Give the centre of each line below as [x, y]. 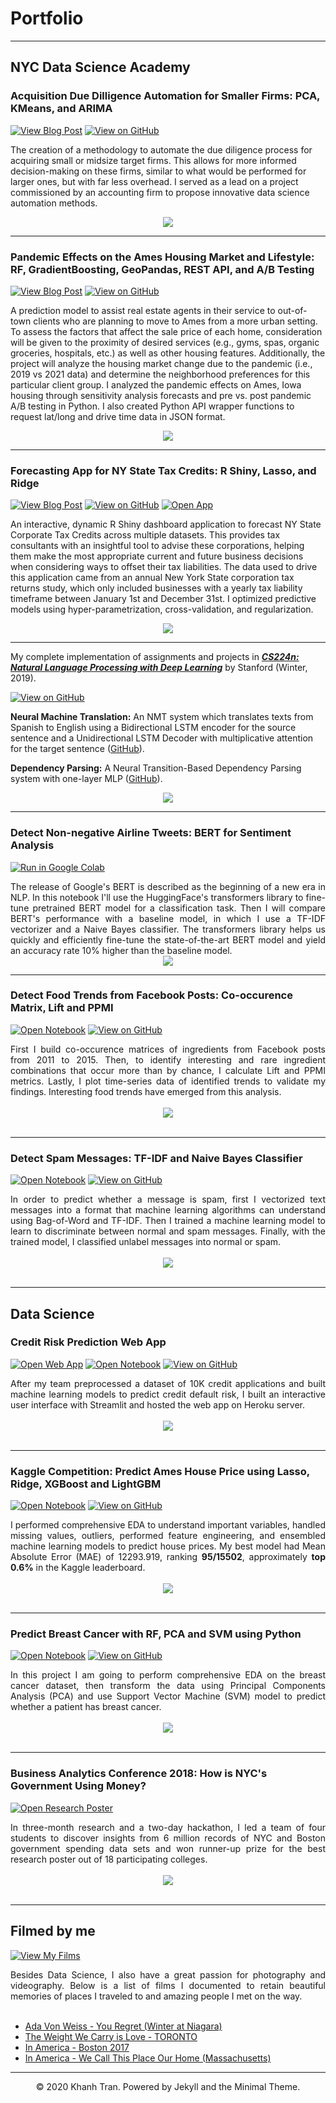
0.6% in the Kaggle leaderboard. [78, 1568]
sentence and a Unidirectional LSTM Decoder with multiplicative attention [162, 738]
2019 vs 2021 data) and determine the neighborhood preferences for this [160, 374]
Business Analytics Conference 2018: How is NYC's [139, 1774]
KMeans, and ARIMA [61, 109]
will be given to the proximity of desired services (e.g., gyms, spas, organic [165, 342]
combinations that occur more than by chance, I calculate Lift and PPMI [168, 1070]
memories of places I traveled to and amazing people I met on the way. [156, 1996]
